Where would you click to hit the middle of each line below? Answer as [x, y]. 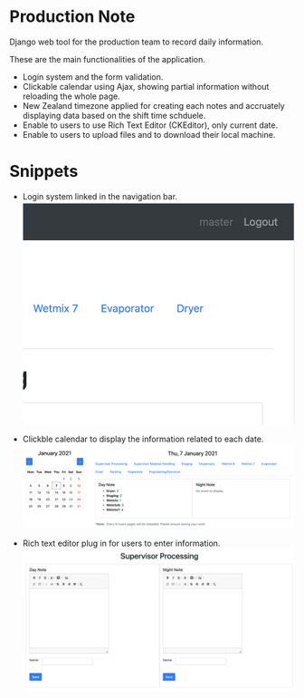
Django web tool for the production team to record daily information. [137, 42]
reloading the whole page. [71, 96]
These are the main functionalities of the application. [108, 59]
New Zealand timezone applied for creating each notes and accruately [153, 105]
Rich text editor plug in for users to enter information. [121, 543]
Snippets [44, 172]
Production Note [72, 17]
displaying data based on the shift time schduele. [114, 115]
